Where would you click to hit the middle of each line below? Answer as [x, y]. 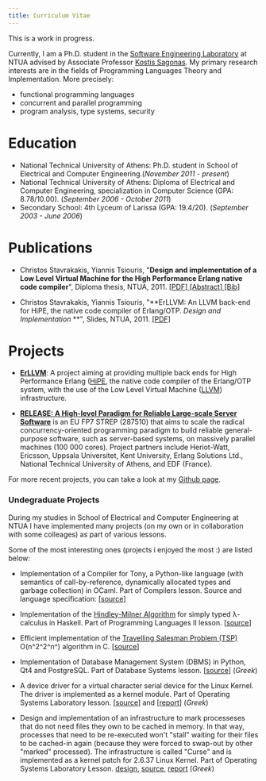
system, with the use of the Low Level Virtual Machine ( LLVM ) [121, 390]
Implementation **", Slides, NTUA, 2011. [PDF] [95, 319]
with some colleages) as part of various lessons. [87, 534]
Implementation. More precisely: [61, 79]
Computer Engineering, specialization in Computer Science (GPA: [127, 190]
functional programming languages [77, 94]
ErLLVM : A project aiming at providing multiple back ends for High [128, 373]
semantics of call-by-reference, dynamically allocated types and [125, 582]
